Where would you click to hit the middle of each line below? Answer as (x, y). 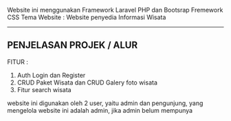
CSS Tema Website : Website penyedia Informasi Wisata (87, 17)
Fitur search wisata (44, 89)
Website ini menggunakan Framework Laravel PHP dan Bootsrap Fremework (115, 10)
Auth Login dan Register (51, 75)
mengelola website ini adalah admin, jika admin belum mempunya (100, 110)
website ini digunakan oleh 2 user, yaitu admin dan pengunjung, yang (105, 103)
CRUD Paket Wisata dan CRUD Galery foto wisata (87, 82)
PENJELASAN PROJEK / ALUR (73, 45)
